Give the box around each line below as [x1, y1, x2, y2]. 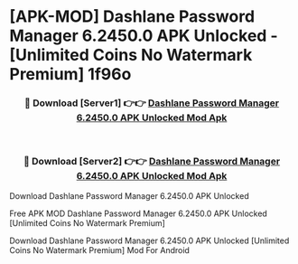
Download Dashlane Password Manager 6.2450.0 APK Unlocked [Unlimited [9, 235, 290, 246]
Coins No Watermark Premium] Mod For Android [9, 244, 190, 255]
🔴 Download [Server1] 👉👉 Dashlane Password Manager [23, 97, 280, 109]
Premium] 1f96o [9, 64, 132, 85]
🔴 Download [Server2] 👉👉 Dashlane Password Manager [23, 156, 281, 168]
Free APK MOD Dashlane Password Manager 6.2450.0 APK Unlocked [9, 208, 268, 219]
